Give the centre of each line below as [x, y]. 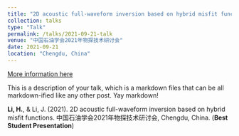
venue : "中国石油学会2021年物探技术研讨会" [65, 41]
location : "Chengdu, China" [49, 54]
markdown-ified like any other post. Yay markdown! [83, 95]
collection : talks [34, 21]
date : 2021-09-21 [33, 47]
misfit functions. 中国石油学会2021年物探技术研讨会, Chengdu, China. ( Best [118, 117]
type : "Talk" [27, 27]
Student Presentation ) [41, 125]
